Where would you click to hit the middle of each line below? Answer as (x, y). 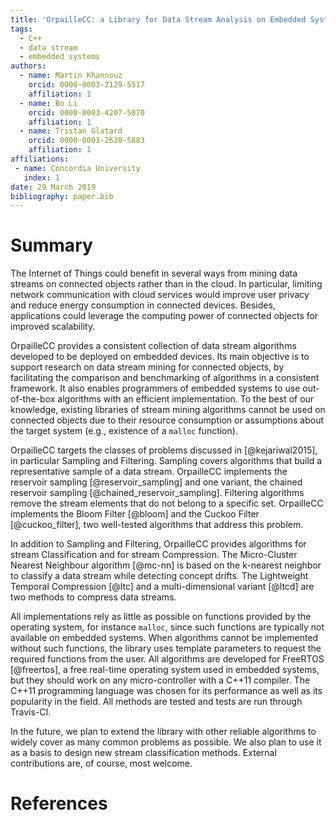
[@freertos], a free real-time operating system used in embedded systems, (165, 670)
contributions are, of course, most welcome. (101, 763)
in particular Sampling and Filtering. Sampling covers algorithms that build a (166, 461)
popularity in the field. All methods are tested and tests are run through (156, 702)
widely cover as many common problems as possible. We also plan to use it (166, 742)
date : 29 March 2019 (53, 187)
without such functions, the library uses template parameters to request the (166, 648)
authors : (28, 66)
